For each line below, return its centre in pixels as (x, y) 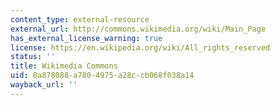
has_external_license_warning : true (86, 38)
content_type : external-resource (80, 19)
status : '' (33, 57)
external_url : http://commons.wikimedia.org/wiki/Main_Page (138, 29)
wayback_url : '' (44, 85)
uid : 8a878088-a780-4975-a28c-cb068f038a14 (102, 76)
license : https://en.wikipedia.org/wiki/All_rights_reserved (140, 47)
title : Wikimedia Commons (64, 66)
